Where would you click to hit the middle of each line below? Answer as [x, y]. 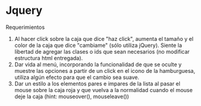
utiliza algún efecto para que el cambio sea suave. [77, 77]
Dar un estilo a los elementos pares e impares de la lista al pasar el [97, 83]
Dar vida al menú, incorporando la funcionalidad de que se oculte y [98, 64]
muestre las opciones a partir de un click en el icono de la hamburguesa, [105, 70]
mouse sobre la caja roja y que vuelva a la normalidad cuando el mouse [104, 90]
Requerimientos [25, 27]
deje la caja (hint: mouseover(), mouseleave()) [72, 96]
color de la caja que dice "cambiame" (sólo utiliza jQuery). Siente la [98, 45]
